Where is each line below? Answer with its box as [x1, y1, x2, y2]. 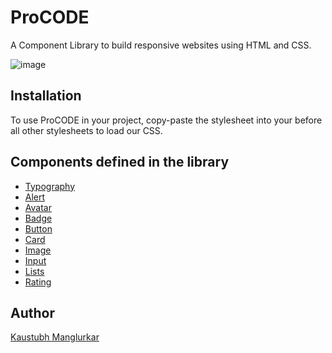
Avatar [24, 201, 52, 213]
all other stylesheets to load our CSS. [10, 124, 163, 136]
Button [24, 222, 53, 235]
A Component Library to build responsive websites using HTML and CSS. [10, 39, 312, 51]
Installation [10, 87, 82, 105]
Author [10, 304, 55, 321]
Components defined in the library [10, 154, 230, 171]
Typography [24, 180, 76, 192]
